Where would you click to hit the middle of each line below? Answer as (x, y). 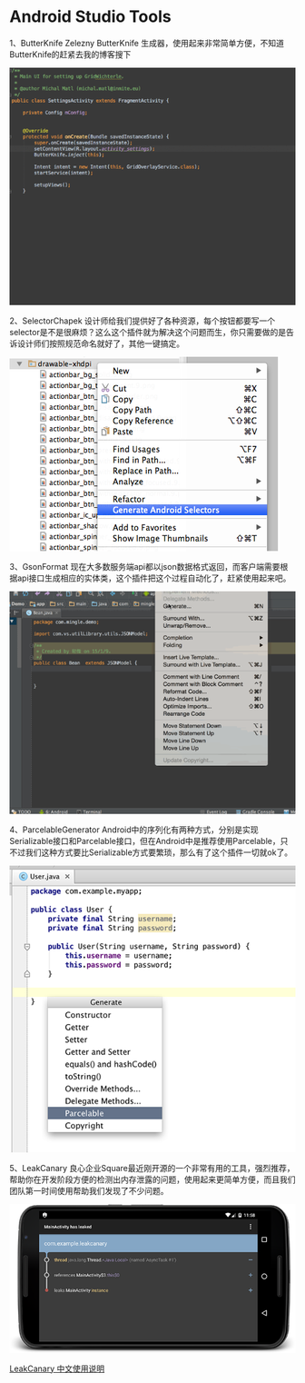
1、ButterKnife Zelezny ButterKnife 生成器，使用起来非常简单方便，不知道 (147, 43)
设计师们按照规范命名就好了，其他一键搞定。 (100, 343)
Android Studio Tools (90, 17)
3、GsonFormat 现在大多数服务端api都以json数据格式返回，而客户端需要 (145, 567)
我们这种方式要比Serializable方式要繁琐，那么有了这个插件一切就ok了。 (159, 852)
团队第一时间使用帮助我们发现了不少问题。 (89, 1190)
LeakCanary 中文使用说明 (57, 1368)
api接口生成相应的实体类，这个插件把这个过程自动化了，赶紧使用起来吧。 (154, 578)
